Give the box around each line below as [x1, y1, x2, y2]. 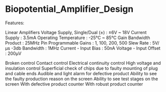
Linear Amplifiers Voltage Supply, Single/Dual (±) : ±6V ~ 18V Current [5, 29, 147, 35]
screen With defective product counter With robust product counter [5, 81, 143, 87]
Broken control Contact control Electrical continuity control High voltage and [5, 60, 161, 66]
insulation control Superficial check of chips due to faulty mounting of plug [5, 65, 158, 71]
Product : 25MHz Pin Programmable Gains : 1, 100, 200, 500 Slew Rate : [5, 40, 152, 46]
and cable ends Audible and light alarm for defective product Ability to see [5, 70, 157, 76]
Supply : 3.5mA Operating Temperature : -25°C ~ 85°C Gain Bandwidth [5, 35, 150, 41]
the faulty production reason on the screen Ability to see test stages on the [5, 76, 159, 82]
